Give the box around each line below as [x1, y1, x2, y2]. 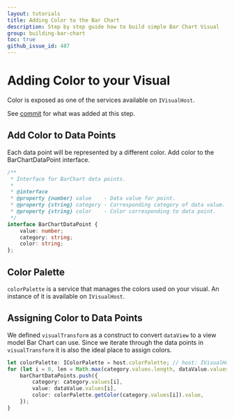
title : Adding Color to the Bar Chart [7, 17, 120, 24]
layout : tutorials [7, 10, 61, 17]
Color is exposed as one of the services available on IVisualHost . [7, 96, 195, 104]
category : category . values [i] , [32, 378, 123, 386]
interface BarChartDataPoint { [7, 221, 98, 227]
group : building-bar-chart [7, 29, 86, 37]
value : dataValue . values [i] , [32, 385, 117, 392]
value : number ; [19, 227, 64, 234]
